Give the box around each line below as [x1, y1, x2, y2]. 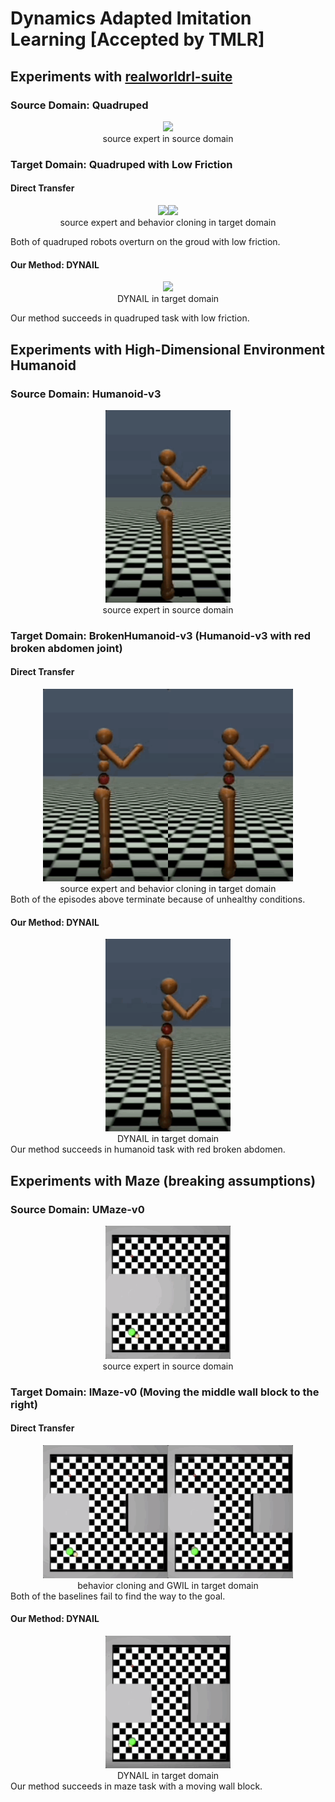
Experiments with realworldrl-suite [10, 68, 233, 85]
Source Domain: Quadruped [10, 98, 149, 112]
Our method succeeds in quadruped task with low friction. [10, 312, 250, 324]
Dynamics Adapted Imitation [10, 7, 252, 30]
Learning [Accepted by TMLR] [10, 28, 265, 51]
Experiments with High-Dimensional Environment [10, 341, 325, 358]
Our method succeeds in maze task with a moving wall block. [10, 1780, 263, 1792]
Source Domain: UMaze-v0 [10, 1202, 145, 1216]
